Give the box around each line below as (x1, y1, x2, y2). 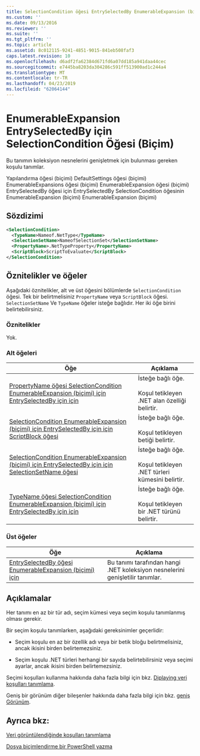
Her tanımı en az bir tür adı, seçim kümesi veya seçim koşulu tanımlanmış (6, 609, 186, 616)
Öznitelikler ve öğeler (6, 271, 87, 281)
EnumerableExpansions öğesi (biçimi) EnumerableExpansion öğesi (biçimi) (6, 181, 189, 188)
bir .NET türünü (137, 507, 180, 516)
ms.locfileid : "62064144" (6, 86, 70, 92)
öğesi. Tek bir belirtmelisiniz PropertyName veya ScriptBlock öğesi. (6, 293, 168, 300)
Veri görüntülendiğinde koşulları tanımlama (6, 732, 111, 739)
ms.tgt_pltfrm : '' (6, 36, 52, 42)
